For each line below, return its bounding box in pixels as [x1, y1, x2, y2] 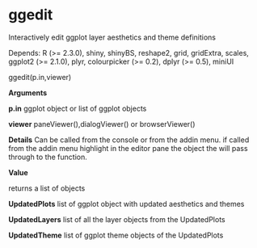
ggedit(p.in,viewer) [8, 72, 72, 82]
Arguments [8, 87, 48, 98]
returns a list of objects [8, 183, 86, 193]
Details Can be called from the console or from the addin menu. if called [8, 135, 250, 145]
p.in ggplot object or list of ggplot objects [8, 103, 147, 113]
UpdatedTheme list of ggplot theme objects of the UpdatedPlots [8, 230, 224, 240]
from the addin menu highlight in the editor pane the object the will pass [8, 143, 248, 153]
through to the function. [8, 152, 87, 162]
